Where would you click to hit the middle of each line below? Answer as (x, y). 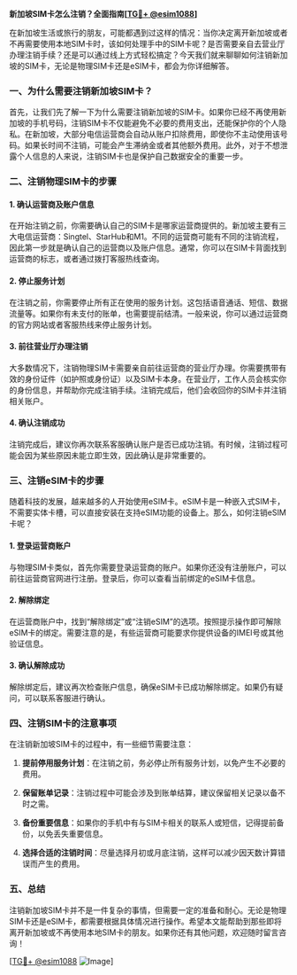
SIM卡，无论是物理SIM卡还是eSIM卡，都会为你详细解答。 (129, 66)
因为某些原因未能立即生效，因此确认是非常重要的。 (117, 456)
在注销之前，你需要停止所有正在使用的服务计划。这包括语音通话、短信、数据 (148, 302)
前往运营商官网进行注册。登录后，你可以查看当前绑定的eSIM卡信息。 (135, 578)
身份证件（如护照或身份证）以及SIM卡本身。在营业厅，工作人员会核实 (152, 378)
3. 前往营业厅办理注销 (49, 347)
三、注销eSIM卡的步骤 (57, 480)
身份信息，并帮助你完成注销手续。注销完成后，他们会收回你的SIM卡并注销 (152, 390)
